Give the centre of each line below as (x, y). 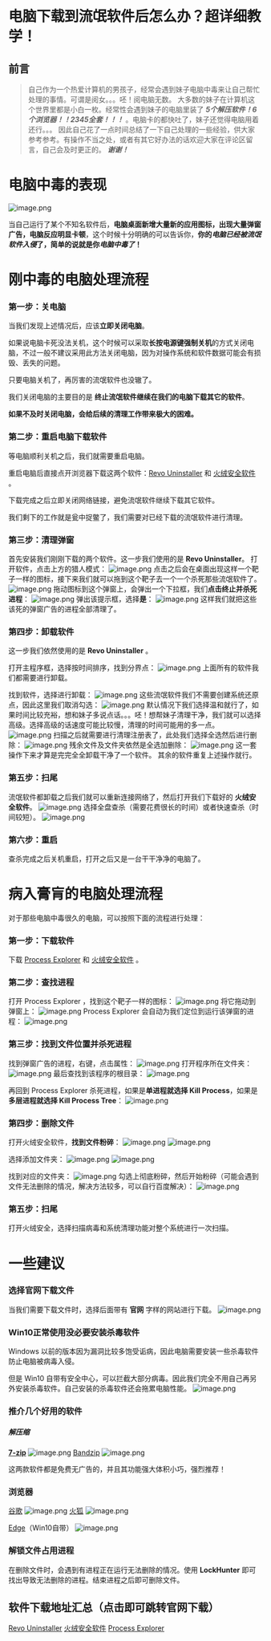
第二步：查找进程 (41, 982)
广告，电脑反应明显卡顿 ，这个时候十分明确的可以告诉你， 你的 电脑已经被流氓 (135, 234)
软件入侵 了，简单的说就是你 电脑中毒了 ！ (75, 244)
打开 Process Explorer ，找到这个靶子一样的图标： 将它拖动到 (132, 1001)
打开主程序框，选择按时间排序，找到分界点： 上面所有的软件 (130, 668)
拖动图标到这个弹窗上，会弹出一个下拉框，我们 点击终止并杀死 (155, 589)
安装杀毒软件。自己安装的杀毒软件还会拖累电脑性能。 (103, 1388)
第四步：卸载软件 (41, 632)
